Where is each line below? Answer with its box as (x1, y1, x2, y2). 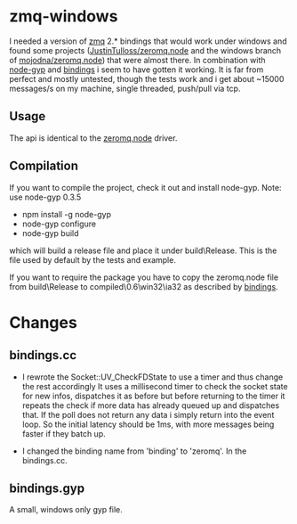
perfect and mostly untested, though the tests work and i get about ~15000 (9, 73, 285, 84)
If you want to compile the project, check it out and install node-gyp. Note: (9, 182, 282, 192)
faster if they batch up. (21, 428, 106, 438)
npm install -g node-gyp (21, 209, 111, 219)
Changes (9, 312, 77, 332)
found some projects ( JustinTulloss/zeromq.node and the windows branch (9, 45, 282, 55)
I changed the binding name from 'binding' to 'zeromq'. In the (21, 446, 247, 456)
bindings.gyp (9, 480, 85, 495)
